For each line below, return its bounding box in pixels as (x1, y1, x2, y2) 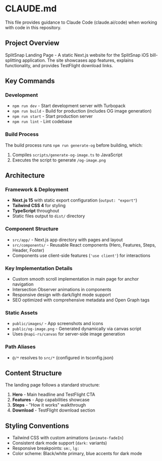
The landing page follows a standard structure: (5, 382, 100, 388)
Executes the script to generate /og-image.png (12, 157, 106, 163)
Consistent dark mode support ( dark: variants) (12, 440, 107, 446)
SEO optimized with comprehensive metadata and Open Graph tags (12, 297, 150, 303)
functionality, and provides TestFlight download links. (5, 62, 113, 68)
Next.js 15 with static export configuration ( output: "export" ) (12, 197, 137, 203)
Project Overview (5, 39, 60, 47)
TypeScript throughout (12, 208, 60, 214)
